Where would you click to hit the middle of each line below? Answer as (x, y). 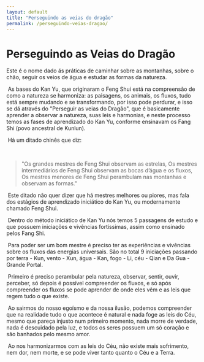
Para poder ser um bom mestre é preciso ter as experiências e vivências (99, 245)
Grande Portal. (25, 265)
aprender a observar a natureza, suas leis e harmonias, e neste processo (99, 115)
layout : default (27, 12)
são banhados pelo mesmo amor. (48, 334)
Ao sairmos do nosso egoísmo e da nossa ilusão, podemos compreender (100, 308)
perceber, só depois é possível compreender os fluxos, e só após (89, 283)
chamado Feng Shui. (32, 209)
